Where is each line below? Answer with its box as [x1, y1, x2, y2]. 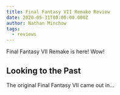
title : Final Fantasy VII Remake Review [6, 8, 111, 15]
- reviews [12, 31, 37, 38]
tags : [6, 25, 20, 32]
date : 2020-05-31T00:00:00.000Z [6, 15, 88, 21]
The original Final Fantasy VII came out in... [6, 81, 115, 88]
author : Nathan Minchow [6, 20, 67, 26]
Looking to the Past [6, 65, 81, 76]
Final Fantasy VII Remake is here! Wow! [6, 48, 105, 55]
